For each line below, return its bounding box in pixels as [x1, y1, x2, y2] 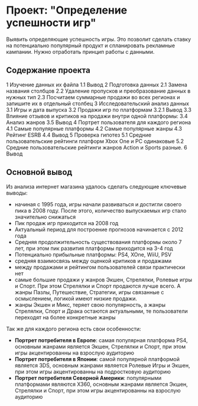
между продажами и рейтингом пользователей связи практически [14, 264, 185, 271]
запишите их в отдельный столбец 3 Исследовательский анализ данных [6, 100, 189, 107]
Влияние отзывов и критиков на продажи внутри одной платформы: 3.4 [6, 112, 188, 119]
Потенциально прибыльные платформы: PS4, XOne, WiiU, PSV [14, 251, 172, 258]
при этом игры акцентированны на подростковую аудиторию [14, 368, 171, 375]
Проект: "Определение [6, 4, 128, 17]
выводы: [6, 189, 28, 196]
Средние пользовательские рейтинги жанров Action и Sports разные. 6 [6, 144, 187, 151]
